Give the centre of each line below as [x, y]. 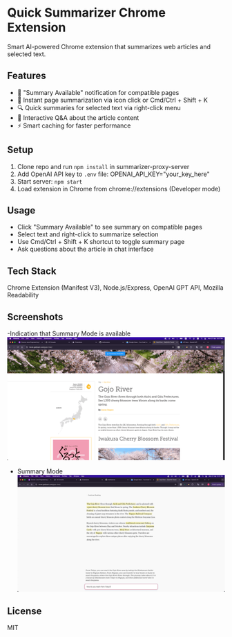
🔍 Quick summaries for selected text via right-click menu [99, 107]
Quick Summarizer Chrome [86, 13]
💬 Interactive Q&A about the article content [78, 117]
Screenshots [35, 317]
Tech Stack [32, 271]
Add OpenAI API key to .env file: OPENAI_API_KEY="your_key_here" [114, 174]
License [25, 611]
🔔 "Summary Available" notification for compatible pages [98, 92]
